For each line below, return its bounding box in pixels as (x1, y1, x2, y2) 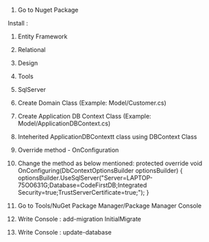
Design (17, 59, 38, 67)
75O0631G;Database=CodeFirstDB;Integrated (17, 181, 147, 189)
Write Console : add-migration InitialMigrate (17, 215, 141, 223)
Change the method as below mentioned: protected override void (17, 159, 203, 167)
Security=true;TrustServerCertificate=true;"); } (17, 189, 149, 196)
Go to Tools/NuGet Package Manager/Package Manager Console (17, 202, 201, 210)
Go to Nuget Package (17, 6, 79, 14)
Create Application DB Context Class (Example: (17, 112, 151, 120)
